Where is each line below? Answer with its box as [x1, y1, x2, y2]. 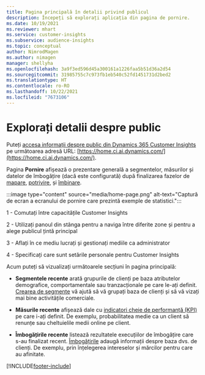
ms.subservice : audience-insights [6, 37, 95, 43]
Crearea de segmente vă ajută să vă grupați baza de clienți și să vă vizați [15, 288, 199, 295]
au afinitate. [15, 350, 46, 358]
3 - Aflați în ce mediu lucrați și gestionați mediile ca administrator [6, 239, 170, 247]
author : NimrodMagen [6, 49, 59, 55]
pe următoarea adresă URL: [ [6, 147, 80, 155]
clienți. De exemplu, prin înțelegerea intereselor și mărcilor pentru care [15, 344, 193, 351]
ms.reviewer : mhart [6, 26, 56, 32]
